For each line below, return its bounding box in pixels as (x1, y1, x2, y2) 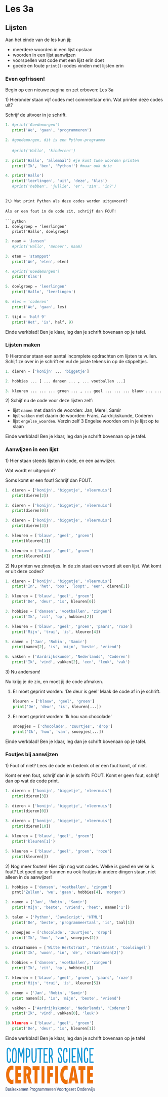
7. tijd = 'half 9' (5, 314, 47, 320)
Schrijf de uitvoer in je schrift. (5, 112, 67, 118)
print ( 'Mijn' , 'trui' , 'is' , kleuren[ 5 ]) (12, 980, 101, 985)
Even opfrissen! (5, 75, 46, 82)
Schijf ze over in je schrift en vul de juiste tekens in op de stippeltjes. (5, 358, 148, 364)
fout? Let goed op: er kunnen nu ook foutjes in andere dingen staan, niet (5, 868, 156, 875)
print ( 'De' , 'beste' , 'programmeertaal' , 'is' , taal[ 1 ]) (12, 920, 135, 925)
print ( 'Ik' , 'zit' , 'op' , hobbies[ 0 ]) (12, 966, 94, 971)
